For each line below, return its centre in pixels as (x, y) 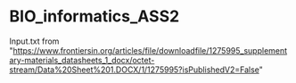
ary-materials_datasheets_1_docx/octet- (82, 60)
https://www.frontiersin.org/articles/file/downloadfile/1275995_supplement (150, 50)
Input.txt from (34, 41)
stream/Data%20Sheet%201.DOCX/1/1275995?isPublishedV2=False (135, 70)
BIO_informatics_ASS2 (95, 17)
